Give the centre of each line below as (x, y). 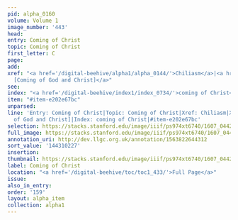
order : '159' (27, 192)
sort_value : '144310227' (44, 146)
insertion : (23, 153)
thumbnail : (23, 159)
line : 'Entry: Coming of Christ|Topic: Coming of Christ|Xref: (103, 113)
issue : (17, 179)
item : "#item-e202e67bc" (44, 100)
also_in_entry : (30, 185)
